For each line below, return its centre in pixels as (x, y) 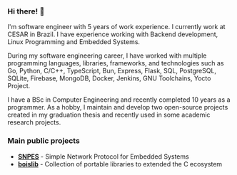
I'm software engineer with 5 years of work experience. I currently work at (117, 27)
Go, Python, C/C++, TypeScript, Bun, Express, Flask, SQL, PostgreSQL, (112, 71)
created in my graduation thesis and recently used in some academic (109, 115)
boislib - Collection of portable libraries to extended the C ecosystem (120, 164)
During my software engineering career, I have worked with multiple (107, 55)
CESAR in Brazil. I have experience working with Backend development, (113, 34)
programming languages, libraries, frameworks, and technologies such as (116, 63)
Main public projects (44, 141)
